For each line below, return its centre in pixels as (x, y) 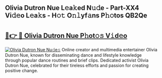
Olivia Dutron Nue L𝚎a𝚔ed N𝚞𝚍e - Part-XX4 (72, 8)
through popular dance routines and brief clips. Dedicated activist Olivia (77, 60)
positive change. (22, 70)
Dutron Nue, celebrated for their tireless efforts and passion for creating (77, 65)
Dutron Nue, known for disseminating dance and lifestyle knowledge (73, 55)
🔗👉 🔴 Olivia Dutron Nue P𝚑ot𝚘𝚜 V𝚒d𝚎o (66, 36)
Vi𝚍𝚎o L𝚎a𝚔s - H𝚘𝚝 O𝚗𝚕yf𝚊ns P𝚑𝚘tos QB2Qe (76, 16)
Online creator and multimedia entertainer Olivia (109, 50)
